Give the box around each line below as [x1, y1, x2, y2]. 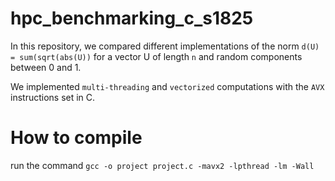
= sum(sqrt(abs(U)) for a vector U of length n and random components [10, 50, 303, 62]
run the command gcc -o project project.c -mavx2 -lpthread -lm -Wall [10, 159, 315, 171]
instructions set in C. [10, 91, 96, 103]
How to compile [10, 127, 143, 149]
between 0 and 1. [10, 61, 82, 73]
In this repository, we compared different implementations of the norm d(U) [10, 40, 320, 52]
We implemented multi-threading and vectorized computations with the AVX [10, 80, 325, 92]
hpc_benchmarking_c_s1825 [10, 7, 254, 30]
